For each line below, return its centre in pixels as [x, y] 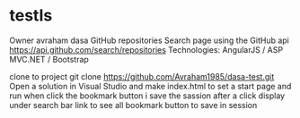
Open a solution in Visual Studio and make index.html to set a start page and [150, 86]
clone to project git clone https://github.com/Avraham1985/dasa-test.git [142, 76]
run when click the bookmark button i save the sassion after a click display [147, 96]
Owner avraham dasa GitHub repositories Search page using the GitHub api [149, 40]
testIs [31, 16]
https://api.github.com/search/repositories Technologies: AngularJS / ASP [146, 49]
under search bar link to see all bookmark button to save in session [133, 105]
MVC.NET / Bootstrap [49, 59]
